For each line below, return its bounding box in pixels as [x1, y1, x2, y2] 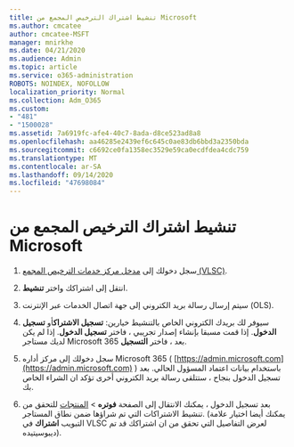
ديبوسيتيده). [21, 427, 62, 438]
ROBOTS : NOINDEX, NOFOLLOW [9, 79, 110, 88]
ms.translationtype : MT [9, 153, 98, 163]
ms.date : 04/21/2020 [9, 46, 86, 55]
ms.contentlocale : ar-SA [9, 162, 102, 171]
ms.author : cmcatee [9, 21, 82, 30]
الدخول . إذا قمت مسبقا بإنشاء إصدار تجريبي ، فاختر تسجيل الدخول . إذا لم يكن [21, 327, 277, 337]
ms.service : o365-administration [9, 71, 134, 80]
